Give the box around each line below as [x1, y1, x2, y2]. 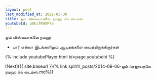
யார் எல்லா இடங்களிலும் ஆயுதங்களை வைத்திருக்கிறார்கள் [12, 44, 119, 50]
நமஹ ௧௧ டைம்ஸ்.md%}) [5, 69, 54, 75]
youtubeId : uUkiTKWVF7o [5, 21, 54, 26]
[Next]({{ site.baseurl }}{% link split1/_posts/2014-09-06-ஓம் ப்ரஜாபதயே [5, 63, 151, 69]
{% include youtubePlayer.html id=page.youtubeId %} [5, 54, 115, 60]
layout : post [5, 7, 32, 12]
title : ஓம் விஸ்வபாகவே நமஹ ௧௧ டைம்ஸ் [5, 16, 83, 21]
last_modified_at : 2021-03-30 [5, 12, 68, 17]
